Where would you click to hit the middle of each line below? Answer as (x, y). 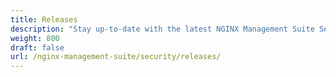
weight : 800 (35, 38)
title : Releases (44, 19)
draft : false (37, 47)
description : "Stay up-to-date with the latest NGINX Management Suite (162, 29)
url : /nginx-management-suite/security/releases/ (116, 57)
